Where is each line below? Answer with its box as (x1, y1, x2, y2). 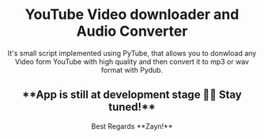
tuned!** (108, 100, 156, 114)
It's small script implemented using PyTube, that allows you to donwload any (7, 48, 257, 58)
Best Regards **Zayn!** (91, 121, 173, 131)
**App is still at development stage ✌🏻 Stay (22, 88, 242, 102)
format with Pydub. (100, 65, 164, 74)
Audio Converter (76, 22, 188, 40)
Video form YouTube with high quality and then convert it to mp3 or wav (14, 57, 250, 66)
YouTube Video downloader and (25, 6, 239, 24)
